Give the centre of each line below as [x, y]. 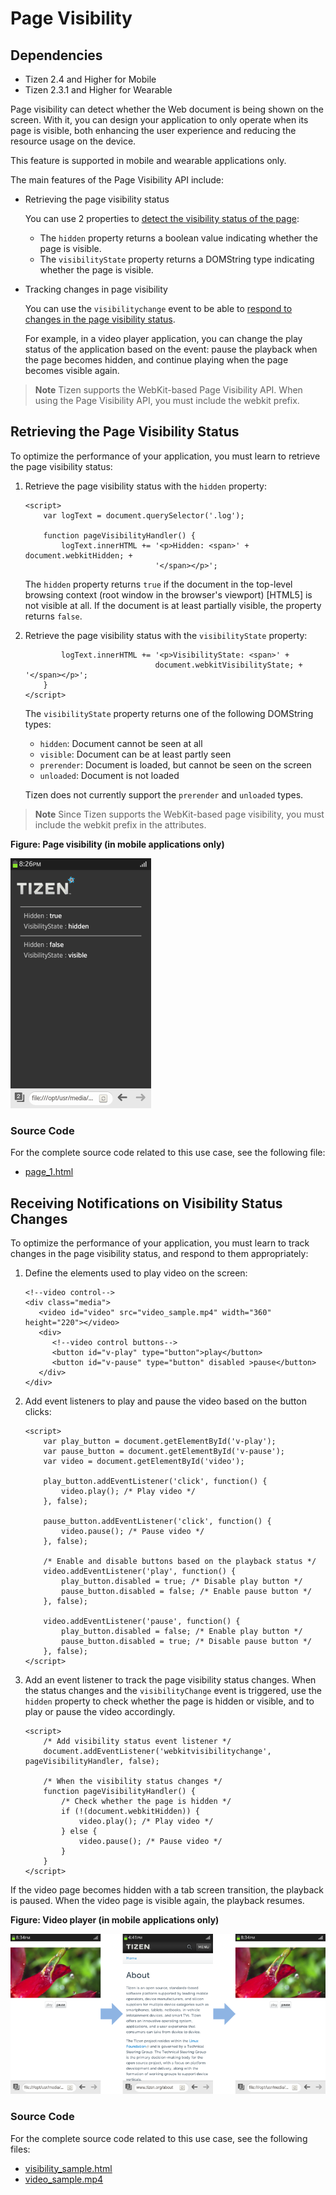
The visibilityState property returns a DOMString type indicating [177, 259]
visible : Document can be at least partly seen [135, 754]
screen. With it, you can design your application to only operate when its [159, 120]
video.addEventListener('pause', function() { [142, 1621]
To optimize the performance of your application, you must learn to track [160, 1243]
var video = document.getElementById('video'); [144, 1461]
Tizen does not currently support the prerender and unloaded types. [164, 794]
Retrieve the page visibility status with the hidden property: [145, 486]
